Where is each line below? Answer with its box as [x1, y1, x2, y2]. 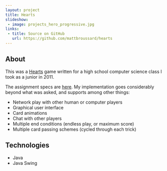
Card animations [12, 110, 47, 116]
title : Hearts [5, 12, 36, 17]
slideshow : [5, 17, 29, 22]
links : [5, 27, 19, 32]
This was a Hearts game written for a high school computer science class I [5, 68, 162, 75]
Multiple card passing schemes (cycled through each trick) [12, 126, 136, 132]
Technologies [5, 141, 50, 150]
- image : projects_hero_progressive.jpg [7, 21, 95, 27]
